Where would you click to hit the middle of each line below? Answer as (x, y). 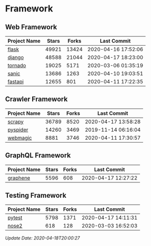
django (16, 57)
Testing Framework (36, 196)
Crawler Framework (37, 99)
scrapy (16, 121)
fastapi (16, 82)
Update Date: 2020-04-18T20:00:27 (43, 238)
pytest (15, 218)
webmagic (20, 138)
